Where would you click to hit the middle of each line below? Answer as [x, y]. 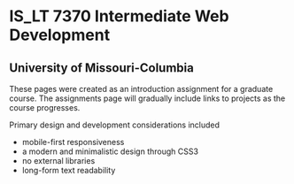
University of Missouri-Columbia [102, 68]
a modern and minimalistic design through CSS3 [110, 151]
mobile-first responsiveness [73, 142]
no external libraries [58, 161]
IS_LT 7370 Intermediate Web [119, 16]
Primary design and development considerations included [114, 125]
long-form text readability [69, 170]
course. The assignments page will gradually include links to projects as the [147, 98]
